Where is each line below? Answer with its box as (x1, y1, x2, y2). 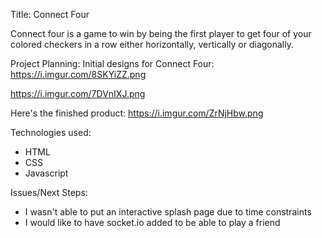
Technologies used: (10, 127, 92, 138)
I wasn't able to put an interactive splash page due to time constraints (24, 206, 312, 218)
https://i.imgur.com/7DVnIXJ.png (10, 88, 146, 99)
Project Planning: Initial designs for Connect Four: (10, 58, 215, 69)
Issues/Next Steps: (10, 187, 88, 198)
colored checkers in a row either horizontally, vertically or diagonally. (10, 39, 294, 50)
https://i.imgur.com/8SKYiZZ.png (10, 69, 147, 80)
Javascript (24, 167, 69, 179)
